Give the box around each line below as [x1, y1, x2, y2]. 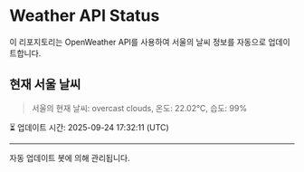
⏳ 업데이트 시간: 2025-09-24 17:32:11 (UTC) [9, 121, 169, 132]
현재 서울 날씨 [9, 77, 81, 92]
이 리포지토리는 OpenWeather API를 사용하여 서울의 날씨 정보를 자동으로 [9, 36, 267, 47]
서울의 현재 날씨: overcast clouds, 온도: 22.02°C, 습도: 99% [31, 102, 247, 113]
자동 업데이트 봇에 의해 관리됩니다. [9, 152, 130, 163]
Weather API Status [9, 5, 160, 26]
